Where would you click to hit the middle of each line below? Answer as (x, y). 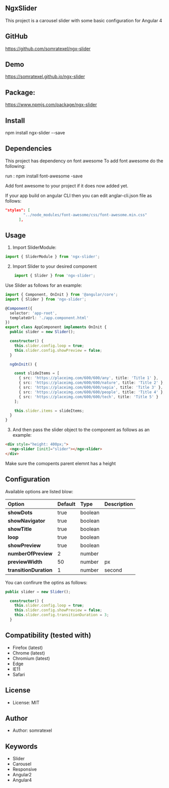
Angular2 (22, 775)
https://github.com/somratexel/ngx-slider (48, 49)
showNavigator (26, 521)
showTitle (20, 529)
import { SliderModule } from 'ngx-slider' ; (53, 257)
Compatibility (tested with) (48, 636)
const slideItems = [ (37, 374)
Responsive (24, 769)
